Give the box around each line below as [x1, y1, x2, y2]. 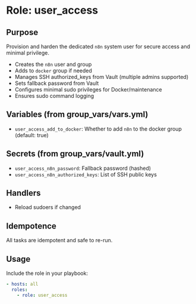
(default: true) [14, 131, 49, 138]
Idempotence [6, 221, 56, 231]
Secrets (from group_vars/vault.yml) [6, 149, 144, 159]
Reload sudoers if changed [14, 204, 81, 211]
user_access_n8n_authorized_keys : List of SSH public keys [14, 170, 157, 178]
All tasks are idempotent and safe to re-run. [6, 237, 113, 244]
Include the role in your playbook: [6, 270, 88, 277]
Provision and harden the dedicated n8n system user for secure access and [6, 43, 190, 50]
